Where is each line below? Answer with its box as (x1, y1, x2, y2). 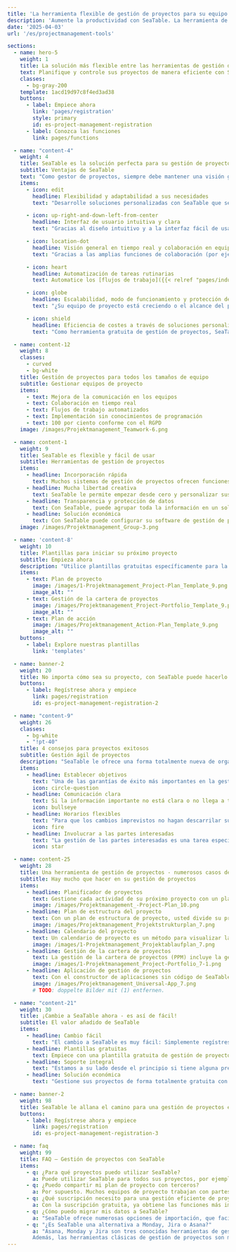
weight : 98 (20, 1097, 52, 1104)
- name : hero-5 (13, 49, 58, 56)
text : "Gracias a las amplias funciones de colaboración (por (32, 251, 218, 258)
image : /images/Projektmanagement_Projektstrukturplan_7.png (32, 921, 216, 928)
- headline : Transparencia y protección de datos (25, 498, 174, 505)
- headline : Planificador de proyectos (25, 888, 143, 896)
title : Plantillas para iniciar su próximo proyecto (20, 550, 178, 557)
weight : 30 (20, 1006, 52, 1013)
